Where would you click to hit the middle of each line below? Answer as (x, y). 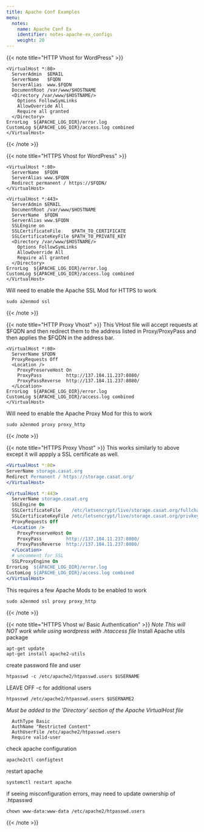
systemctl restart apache (39, 782)
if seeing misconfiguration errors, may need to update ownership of (91, 794)
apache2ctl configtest (35, 759)
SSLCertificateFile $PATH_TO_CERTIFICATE (69, 231)
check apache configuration (42, 748)
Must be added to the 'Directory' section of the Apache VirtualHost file (95, 710)
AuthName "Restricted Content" (51, 727)
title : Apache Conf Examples (43, 12)
